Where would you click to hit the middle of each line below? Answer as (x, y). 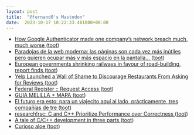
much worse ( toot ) (37, 45)
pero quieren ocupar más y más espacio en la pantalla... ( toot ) (90, 58)
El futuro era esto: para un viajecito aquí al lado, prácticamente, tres (96, 102)
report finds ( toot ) (36, 70)
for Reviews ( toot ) (36, 83)
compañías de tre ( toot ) (43, 108)
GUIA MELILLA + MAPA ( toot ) (50, 95)
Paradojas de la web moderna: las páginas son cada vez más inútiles (98, 52)
